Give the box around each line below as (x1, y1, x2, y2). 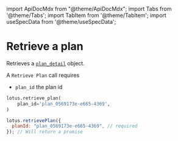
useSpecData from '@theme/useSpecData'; (6, 18, 116, 25)
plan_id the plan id (15, 83, 63, 90)
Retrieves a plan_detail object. (6, 59, 85, 67)
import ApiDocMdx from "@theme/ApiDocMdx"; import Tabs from (6, 5, 172, 12)
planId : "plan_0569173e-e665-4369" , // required (12, 123, 138, 129)
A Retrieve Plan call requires (6, 71, 80, 79)
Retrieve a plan (6, 40, 84, 54)
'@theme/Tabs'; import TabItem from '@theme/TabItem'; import (6, 12, 166, 19)
